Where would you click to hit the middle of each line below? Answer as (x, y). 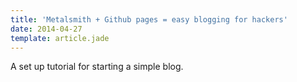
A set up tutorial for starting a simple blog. (97, 67)
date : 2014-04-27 (46, 29)
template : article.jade (60, 38)
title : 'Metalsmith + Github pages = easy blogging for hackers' (149, 19)
